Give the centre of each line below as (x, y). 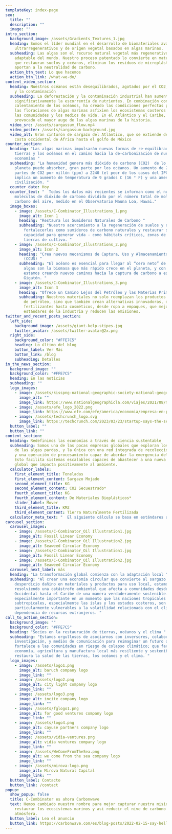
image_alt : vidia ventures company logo (62, 742)
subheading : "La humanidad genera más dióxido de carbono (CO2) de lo (88, 163)
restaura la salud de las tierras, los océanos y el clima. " (82, 656)
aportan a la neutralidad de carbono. (56, 67)
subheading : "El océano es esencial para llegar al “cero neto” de (92, 264)
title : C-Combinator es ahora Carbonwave (55, 800)
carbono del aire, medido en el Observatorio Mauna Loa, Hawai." (86, 201)
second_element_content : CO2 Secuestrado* (60, 489)
